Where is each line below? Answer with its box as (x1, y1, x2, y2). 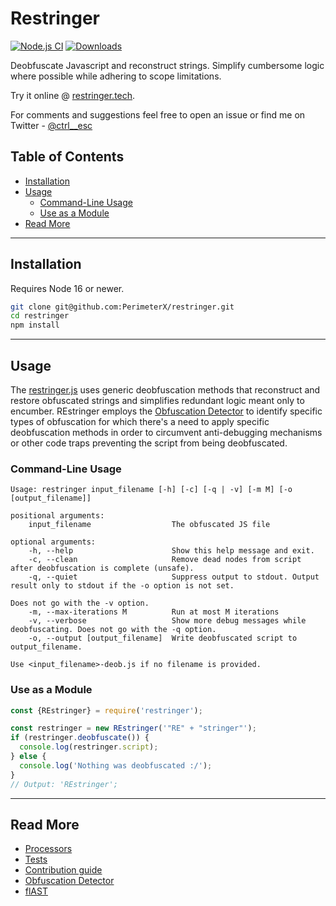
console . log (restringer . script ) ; (19, 742, 159, 752)
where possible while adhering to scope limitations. (10, 70, 222, 82)
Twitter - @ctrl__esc (10, 119, 93, 131)
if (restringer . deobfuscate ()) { (10, 733, 150, 743)
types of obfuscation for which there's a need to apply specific (10, 416, 270, 427)
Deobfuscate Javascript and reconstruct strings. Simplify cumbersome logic (10, 59, 325, 71)
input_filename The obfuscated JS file (28, 520, 271, 530)
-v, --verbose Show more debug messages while (28, 616, 307, 626)
